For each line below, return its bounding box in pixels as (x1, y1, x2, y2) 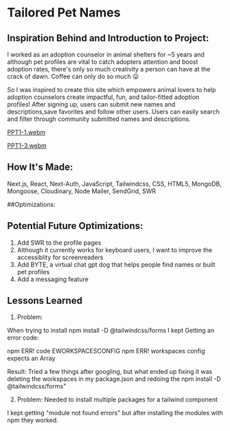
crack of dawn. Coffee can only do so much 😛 (7, 72, 139, 80)
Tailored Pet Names (7, 5, 121, 21)
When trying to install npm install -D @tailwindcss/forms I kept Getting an (7, 327, 215, 335)
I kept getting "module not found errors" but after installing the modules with (7, 409, 223, 417)
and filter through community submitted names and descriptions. (7, 115, 191, 123)
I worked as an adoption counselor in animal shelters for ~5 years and (7, 50, 205, 58)
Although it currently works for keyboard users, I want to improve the (16, 245, 213, 254)
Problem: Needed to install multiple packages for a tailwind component (16, 395, 218, 404)
